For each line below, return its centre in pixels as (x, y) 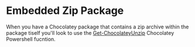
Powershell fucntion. (31, 39)
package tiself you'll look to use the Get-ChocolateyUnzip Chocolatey (90, 32)
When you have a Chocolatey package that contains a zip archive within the (97, 27)
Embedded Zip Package (65, 11)
